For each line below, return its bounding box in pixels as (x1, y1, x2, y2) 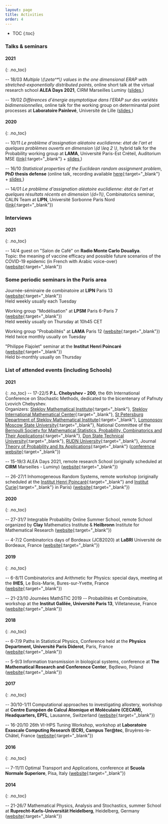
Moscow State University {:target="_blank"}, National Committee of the (5, 422, 151, 428)
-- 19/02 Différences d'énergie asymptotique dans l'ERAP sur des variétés (5, 96, 158, 103)
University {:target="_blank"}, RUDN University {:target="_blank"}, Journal (5, 438, 156, 444)
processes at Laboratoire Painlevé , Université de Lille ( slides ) (5, 107, 133, 113)
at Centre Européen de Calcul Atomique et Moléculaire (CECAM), (5, 707, 142, 713)
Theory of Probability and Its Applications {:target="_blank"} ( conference (5, 444, 154, 450)
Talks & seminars (5, 43, 47, 50)
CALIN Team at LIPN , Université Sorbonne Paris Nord (5, 196, 115, 202)
